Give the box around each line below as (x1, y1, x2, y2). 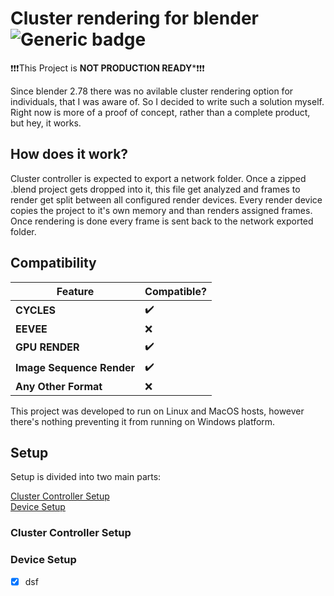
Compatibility (10, 255, 97, 272)
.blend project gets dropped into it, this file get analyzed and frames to (10, 183, 301, 195)
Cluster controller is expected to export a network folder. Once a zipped (10, 172, 307, 184)
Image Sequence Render (15, 361, 136, 375)
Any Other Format (15, 379, 103, 393)
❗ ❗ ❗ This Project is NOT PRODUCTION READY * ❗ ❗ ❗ (10, 62, 205, 74)
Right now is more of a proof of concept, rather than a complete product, (10, 106, 311, 118)
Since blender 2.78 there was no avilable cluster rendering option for (10, 85, 294, 97)
